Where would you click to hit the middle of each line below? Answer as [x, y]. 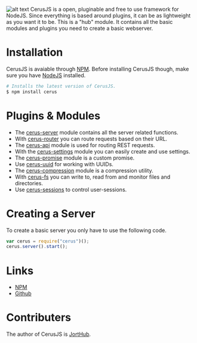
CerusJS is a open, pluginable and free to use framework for [104, 9]
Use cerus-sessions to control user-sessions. [71, 189]
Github [23, 293]
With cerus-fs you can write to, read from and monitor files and [93, 177]
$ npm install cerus [32, 92]
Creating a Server [51, 214]
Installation [35, 52]
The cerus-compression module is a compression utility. [84, 170]
